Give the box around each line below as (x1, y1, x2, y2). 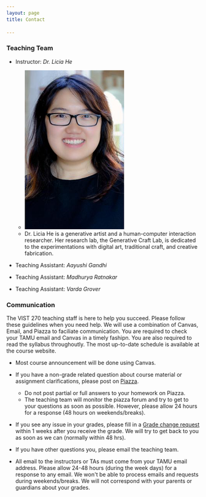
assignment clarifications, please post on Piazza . (15, 377, 139, 385)
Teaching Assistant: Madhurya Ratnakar (15, 273, 118, 281)
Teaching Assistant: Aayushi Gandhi (15, 261, 107, 268)
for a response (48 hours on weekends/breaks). (24, 409, 146, 416)
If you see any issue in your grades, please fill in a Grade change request (15, 421, 200, 428)
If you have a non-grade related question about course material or (15, 370, 183, 378)
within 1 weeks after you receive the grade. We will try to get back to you (15, 427, 199, 434)
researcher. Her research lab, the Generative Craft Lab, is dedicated (24, 237, 196, 244)
